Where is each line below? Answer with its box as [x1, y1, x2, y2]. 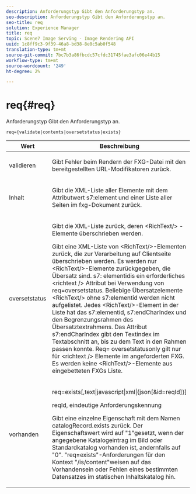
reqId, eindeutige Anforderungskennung [52, 401, 162, 409]
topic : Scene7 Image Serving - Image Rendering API [6, 36, 134, 42]
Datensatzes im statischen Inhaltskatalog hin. [52, 473, 176, 481]
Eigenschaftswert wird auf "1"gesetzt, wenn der [52, 429, 184, 437]
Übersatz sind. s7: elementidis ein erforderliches [52, 272, 185, 280]
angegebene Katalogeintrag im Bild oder [52, 436, 163, 444]
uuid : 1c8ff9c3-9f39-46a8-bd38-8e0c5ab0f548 [6, 42, 116, 47]
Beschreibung [99, 142, 140, 150]
